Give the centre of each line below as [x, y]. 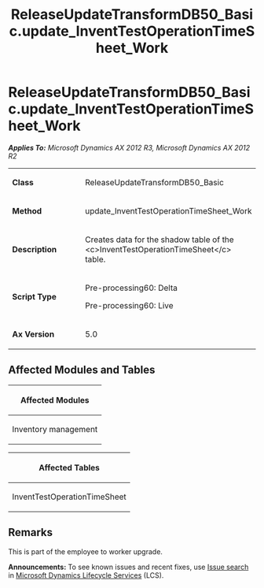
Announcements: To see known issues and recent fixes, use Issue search [128, 567]
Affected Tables [70, 467]
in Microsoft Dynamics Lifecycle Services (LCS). [86, 575]
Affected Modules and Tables [82, 370]
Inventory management [55, 429]
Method [27, 210]
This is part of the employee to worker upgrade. [86, 551]
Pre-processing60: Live [130, 305]
